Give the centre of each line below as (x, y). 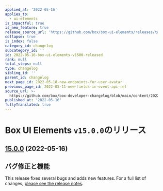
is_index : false (21, 41)
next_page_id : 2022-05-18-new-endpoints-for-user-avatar (64, 82)
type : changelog (21, 69)
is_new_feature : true (27, 28)
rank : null (16, 59)
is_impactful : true (25, 23)
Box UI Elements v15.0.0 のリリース (76, 130)
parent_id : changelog (27, 77)
